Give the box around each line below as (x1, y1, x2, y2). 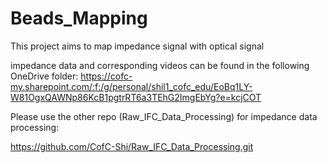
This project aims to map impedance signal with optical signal (10, 40, 265, 52)
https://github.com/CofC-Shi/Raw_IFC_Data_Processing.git (10, 140, 254, 152)
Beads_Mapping (10, 7, 148, 30)
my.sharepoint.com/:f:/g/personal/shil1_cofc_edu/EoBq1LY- (10, 80, 253, 92)
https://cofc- (80, 70, 133, 82)
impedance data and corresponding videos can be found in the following (10, 59, 310, 71)
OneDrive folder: (10, 70, 79, 82)
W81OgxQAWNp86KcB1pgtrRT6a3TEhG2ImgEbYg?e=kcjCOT (10, 91, 262, 103)
